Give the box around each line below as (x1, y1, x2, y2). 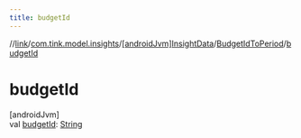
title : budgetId (9, 13, 70, 23)
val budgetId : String (9, 118, 83, 129)
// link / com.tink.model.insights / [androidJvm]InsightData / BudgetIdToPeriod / (9, 38, 287, 49)
